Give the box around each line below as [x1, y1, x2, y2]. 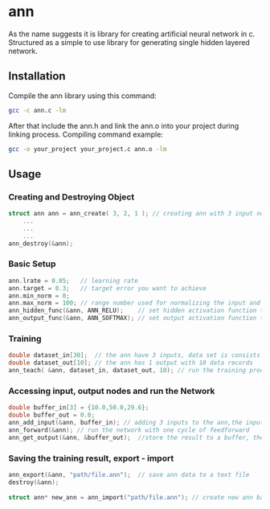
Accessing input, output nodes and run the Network [8, 385, 215, 396]
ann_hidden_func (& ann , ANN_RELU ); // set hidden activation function [8, 306, 257, 315]
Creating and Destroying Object [8, 191, 135, 203]
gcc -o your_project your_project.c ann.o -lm [8, 145, 167, 153]
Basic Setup [8, 258, 56, 269]
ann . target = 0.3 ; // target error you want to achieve [8, 284, 207, 292]
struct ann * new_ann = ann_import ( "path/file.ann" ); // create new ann [8, 493, 253, 501]
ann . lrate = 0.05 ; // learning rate [8, 277, 138, 285]
